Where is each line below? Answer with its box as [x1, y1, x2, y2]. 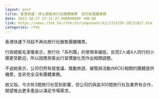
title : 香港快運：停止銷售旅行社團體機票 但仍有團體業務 [5, 12, 107, 16]
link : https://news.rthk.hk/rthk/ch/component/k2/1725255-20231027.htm [5, 20, 152, 26]
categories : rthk [5, 25, 40, 30]
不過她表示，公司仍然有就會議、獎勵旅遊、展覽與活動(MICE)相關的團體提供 [5, 66, 155, 71]
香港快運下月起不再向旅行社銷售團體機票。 [5, 39, 90, 45]
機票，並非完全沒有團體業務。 [5, 71, 64, 77]
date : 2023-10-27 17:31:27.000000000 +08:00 [5, 16, 96, 21]
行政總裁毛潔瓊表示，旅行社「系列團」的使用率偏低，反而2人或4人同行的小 [5, 49, 155, 55]
